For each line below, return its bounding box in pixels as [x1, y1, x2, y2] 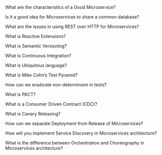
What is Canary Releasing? [5, 111, 61, 116]
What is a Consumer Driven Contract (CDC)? [5, 101, 98, 107]
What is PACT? [5, 91, 36, 97]
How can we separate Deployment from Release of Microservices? [5, 120, 143, 126]
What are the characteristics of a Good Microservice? [5, 4, 116, 10]
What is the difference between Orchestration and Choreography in [5, 140, 144, 145]
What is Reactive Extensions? [5, 33, 66, 39]
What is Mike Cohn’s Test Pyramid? [5, 72, 78, 78]
